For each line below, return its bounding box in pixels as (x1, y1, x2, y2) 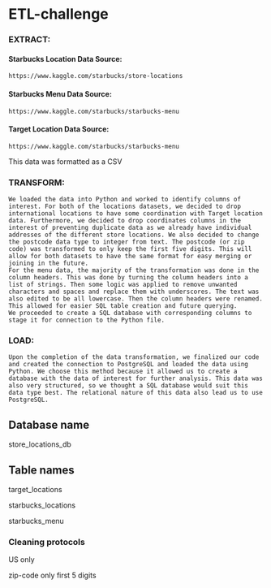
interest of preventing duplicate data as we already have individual (8, 224, 252, 232)
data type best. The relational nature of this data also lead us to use (8, 389, 264, 397)
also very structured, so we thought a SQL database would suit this (8, 382, 249, 390)
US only (8, 555, 35, 564)
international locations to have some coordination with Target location (8, 210, 264, 218)
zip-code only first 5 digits (8, 570, 97, 581)
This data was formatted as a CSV (8, 156, 123, 166)
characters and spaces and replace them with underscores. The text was (8, 288, 260, 296)
